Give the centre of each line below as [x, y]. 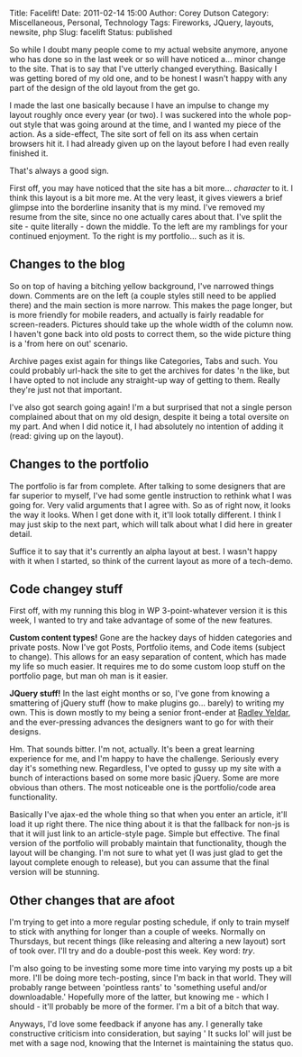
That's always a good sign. [59, 171]
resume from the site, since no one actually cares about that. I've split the [146, 217]
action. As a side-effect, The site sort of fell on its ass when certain [134, 134]
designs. [25, 732]
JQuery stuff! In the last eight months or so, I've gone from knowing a [140, 694]
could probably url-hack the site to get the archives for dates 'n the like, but [150, 370]
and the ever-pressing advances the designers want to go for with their [142, 722]
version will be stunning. [55, 872]
